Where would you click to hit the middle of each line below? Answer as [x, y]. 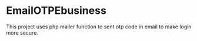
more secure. [22, 32]
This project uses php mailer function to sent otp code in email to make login [99, 27]
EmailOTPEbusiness [56, 11]
